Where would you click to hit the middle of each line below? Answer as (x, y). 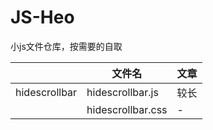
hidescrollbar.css (127, 109)
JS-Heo (42, 17)
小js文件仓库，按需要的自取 (66, 46)
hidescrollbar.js (122, 92)
